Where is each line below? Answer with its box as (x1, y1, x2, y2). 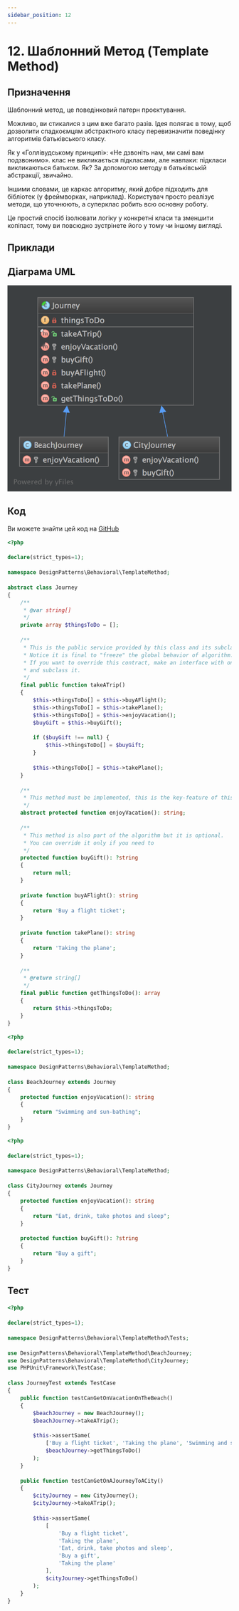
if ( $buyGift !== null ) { (33, 734, 110, 741)
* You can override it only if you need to (23, 839, 154, 847)
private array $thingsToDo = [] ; (20, 622, 119, 629)
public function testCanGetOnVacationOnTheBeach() (20, 1394, 174, 1402)
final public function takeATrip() (20, 682, 126, 689)
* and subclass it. (23, 667, 81, 674)
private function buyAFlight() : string (20, 892, 139, 899)
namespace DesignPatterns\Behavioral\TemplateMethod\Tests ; (7, 1334, 190, 1342)
